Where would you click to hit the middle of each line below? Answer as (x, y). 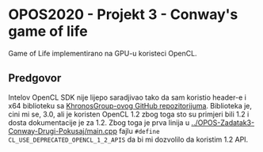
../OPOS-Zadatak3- (223, 122)
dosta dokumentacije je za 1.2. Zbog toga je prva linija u (99, 122)
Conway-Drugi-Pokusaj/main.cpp (63, 131)
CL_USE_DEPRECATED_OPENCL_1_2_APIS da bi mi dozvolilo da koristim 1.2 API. (128, 139)
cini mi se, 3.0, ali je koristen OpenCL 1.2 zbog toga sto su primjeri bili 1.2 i (129, 114)
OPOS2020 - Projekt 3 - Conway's (123, 15)
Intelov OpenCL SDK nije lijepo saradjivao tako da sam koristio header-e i (128, 97)
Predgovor (35, 78)
